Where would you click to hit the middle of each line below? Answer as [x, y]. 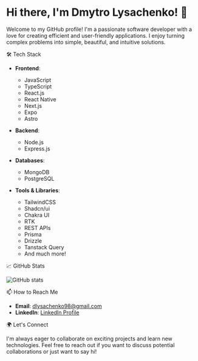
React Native [40, 99]
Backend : [27, 130]
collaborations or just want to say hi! [52, 351]
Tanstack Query [44, 247]
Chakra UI [37, 215]
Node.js [34, 142]
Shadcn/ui [37, 208]
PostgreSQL [39, 178]
